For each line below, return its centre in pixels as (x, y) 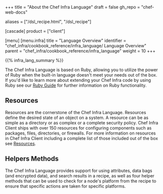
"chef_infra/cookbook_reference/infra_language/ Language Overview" (76, 46)
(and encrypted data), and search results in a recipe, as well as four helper (80, 175)
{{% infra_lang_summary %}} (34, 60)
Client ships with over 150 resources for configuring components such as (78, 128)
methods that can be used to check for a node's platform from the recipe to (81, 181)
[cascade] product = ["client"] (35, 31)
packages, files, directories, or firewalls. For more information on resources (81, 133)
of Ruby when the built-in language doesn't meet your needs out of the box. (81, 75)
